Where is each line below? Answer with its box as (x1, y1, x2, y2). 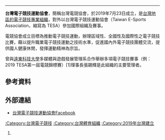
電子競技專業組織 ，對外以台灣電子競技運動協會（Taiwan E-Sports (13, 17, 146, 22)
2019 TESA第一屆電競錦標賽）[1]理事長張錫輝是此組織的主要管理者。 (5, 62, 144, 68)
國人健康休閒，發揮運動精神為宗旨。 (9, 45, 82, 51)
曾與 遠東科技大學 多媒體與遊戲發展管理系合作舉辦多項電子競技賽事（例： (5, 56, 151, 61)
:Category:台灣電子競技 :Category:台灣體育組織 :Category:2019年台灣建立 (5, 120, 154, 126)
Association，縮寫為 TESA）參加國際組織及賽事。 (5, 23, 106, 28)
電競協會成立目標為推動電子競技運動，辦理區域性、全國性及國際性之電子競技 (5, 33, 160, 39)
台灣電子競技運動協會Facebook (12, 110, 76, 116)
